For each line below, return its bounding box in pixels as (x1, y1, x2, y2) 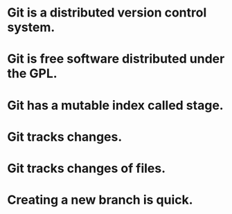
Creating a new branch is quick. (7, 192, 193, 208)
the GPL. (7, 66, 57, 81)
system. (7, 19, 55, 35)
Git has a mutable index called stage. (7, 97, 224, 113)
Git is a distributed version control (7, 5, 207, 21)
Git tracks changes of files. (7, 160, 166, 176)
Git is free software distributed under (7, 51, 225, 67)
